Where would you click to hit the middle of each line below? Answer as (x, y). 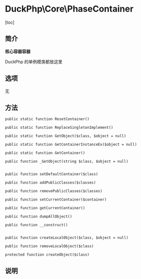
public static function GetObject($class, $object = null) (66, 136)
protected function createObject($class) (47, 255)
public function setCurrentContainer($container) (56, 200)
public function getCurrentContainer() (45, 208)
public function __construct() (36, 225)
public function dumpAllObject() (39, 217)
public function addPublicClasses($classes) (50, 183)
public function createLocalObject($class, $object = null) (67, 238)
